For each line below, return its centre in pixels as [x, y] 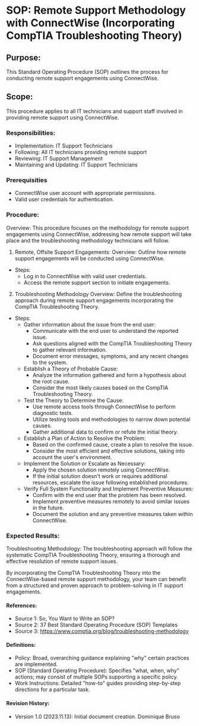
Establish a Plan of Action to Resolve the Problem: [85, 438]
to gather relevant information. [70, 350]
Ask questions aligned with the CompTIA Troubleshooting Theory [112, 343]
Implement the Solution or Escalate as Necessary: [84, 463]
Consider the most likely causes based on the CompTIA [100, 388]
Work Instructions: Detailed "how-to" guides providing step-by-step [98, 683]
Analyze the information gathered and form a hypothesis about [109, 375]
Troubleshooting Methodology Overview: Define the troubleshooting [98, 294]
